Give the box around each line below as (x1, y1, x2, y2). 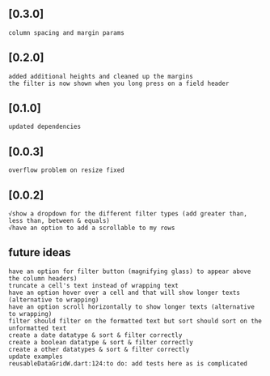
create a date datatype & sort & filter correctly (8, 331, 183, 340)
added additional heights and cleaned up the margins (8, 72, 194, 80)
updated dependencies (8, 122, 82, 131)
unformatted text (8, 324, 67, 332)
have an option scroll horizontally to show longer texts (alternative (8, 302, 255, 311)
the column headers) (8, 274, 78, 283)
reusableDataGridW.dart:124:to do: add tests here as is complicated (8, 359, 248, 368)
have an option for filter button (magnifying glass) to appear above (8, 267, 251, 276)
